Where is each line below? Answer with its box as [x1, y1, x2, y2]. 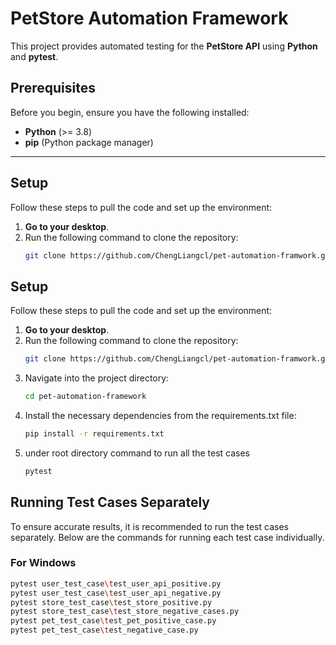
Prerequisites [10, 80, 96, 97]
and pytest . [10, 50, 59, 62]
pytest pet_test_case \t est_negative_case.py [10, 625, 199, 636]
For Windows [10, 556, 77, 570]
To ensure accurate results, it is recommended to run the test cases [10, 520, 289, 532]
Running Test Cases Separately [10, 494, 210, 511]
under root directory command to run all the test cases [24, 447, 251, 459]
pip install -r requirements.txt [24, 429, 165, 439]
